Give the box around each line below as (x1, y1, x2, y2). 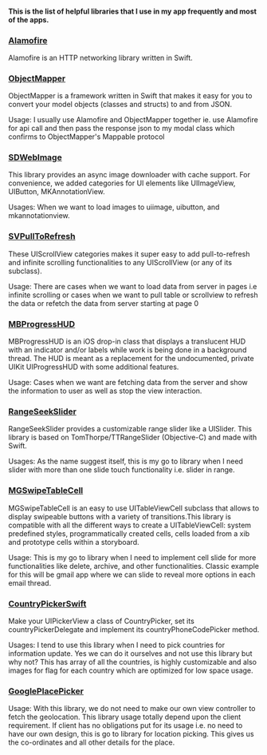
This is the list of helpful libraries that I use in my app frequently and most (8, 6, 257, 16)
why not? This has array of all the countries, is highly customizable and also (8, 657, 257, 666)
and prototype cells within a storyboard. (8, 537, 139, 546)
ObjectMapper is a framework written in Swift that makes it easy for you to (8, 91, 253, 101)
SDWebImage (8, 152, 62, 163)
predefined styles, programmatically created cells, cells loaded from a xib (8, 528, 249, 538)
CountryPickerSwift (8, 598, 87, 609)
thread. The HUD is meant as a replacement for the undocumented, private (8, 354, 254, 364)
